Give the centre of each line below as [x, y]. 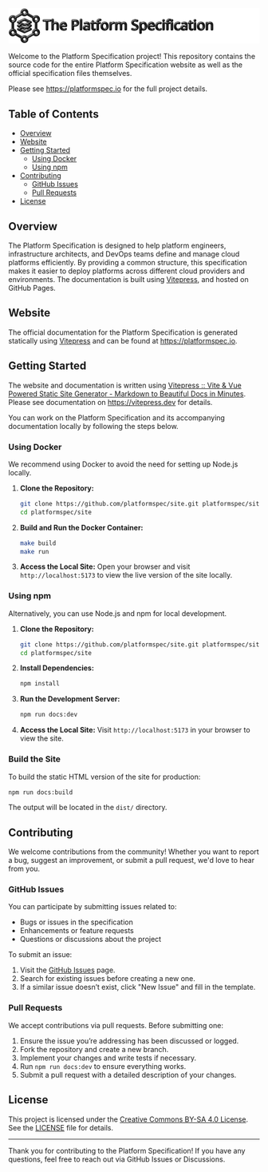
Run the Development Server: [70, 699]
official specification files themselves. [70, 73]
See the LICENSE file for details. [61, 1127]
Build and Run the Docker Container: [81, 527]
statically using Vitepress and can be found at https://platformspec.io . [123, 340]
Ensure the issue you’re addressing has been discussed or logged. [129, 1041]
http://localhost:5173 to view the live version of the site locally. [126, 575]
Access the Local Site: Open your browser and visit [105, 566]
